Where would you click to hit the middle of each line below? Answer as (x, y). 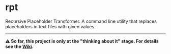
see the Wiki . (20, 46)
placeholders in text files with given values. (50, 26)
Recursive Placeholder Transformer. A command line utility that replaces (81, 21)
